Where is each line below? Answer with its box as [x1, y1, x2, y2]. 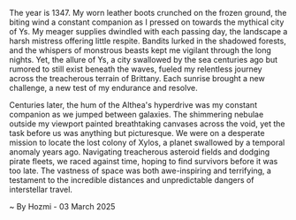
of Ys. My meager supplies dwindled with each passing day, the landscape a [9, 27, 288, 36]
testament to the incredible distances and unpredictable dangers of [9, 175, 254, 185]
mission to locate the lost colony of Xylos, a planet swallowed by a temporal [9, 137, 285, 148]
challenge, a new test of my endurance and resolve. [9, 83, 198, 93]
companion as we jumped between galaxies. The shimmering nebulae [9, 110, 264, 119]
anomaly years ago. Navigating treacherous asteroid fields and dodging [9, 147, 270, 157]
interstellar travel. [9, 185, 73, 194]
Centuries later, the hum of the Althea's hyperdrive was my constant [9, 100, 258, 110]
